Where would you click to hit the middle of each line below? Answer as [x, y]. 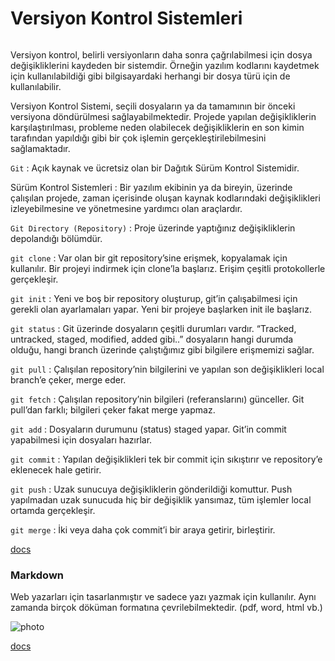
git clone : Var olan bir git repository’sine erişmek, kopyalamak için [149, 258]
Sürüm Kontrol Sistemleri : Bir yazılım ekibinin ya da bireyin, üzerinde [151, 187]
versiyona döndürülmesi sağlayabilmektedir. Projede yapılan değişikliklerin [163, 116]
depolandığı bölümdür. [56, 238]
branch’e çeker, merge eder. [68, 379]
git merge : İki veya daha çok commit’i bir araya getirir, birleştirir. [143, 529]
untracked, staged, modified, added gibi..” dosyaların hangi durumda [152, 339]
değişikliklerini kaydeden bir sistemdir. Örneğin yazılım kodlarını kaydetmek [165, 65]
